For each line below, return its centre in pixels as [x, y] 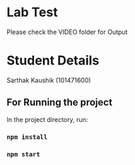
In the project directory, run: [47, 119]
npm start [23, 154]
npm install [27, 137]
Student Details [53, 61]
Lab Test [32, 12]
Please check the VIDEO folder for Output [67, 32]
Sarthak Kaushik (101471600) [49, 80]
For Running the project [59, 102]
